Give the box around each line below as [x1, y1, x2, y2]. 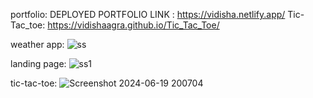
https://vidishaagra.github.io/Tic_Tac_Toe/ [47, 19, 220, 31]
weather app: [10, 39, 65, 50]
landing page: [10, 58, 67, 69]
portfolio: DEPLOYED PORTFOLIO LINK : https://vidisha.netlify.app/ [10, 9, 286, 20]
